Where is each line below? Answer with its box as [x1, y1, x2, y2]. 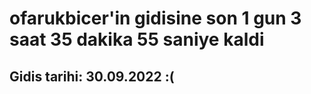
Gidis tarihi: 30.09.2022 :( [9, 68, 175, 85]
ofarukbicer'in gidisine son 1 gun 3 [9, 7, 302, 30]
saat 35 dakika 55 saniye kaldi [9, 28, 265, 51]
